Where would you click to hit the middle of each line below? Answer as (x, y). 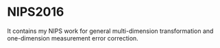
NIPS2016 (36, 12)
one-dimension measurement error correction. (73, 38)
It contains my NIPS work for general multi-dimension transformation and (110, 31)
